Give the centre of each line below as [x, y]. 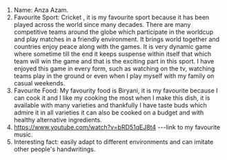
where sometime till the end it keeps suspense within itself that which [112, 54]
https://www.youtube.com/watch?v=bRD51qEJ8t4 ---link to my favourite [117, 127]
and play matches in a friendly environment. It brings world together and [116, 39]
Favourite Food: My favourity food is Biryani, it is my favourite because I [116, 90]
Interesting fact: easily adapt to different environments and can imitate [113, 142]
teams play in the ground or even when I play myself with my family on [114, 76]
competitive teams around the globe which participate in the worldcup [113, 32]
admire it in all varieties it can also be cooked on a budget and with [109, 112]
